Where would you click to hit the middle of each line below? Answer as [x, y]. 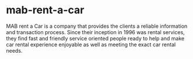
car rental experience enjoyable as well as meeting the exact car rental [91, 45]
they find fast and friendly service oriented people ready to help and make [95, 38]
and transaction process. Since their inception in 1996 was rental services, [95, 32]
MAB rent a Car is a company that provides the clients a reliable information [97, 26]
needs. [14, 50]
